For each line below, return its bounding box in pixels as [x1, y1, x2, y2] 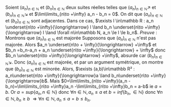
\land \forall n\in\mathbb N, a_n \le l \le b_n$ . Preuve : [45, 30, 157, 36]
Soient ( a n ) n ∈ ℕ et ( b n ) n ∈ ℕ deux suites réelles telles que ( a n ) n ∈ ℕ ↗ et [5, 5, 156, 12]
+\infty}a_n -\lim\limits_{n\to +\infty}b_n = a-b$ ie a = [50, 83, 162, 89]
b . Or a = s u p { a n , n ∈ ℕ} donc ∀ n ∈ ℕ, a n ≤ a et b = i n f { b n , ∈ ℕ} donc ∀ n [5, 89, 163, 96]
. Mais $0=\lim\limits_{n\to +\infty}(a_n [47, 77, 128, 84]
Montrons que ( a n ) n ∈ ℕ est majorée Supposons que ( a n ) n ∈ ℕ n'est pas [5, 35, 156, 42]
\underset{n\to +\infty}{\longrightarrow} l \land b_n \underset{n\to [5, 24, 144, 30]
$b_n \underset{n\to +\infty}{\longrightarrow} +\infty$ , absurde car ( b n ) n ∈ [5, 52, 162, 60]
